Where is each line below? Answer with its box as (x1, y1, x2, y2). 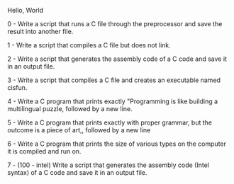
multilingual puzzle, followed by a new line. (7, 105, 133, 113)
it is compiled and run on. (7, 147, 82, 155)
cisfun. (7, 84, 28, 91)
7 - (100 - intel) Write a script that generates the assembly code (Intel (7, 161, 209, 169)
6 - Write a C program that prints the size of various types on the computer (7, 139, 227, 148)
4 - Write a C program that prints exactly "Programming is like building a (7, 97, 218, 105)
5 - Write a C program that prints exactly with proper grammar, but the (7, 118, 213, 127)
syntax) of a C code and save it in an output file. (7, 168, 147, 176)
